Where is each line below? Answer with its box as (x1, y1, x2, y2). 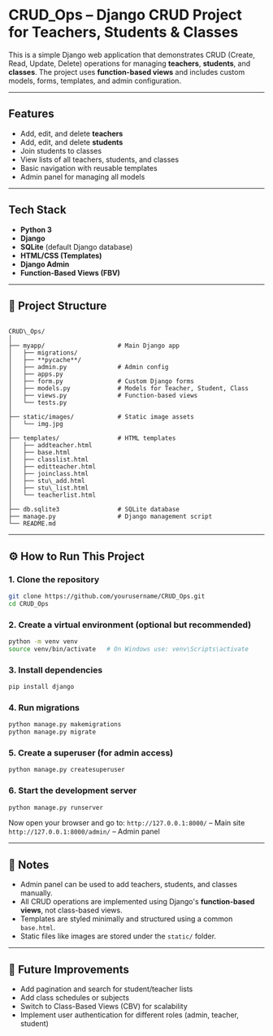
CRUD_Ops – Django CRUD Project (8, 6, 242, 24)
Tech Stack (8, 203, 67, 217)
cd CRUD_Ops (8, 599, 49, 607)
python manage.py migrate (8, 728, 96, 737)
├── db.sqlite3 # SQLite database (8, 506, 180, 514)
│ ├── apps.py (8, 370, 63, 379)
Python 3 (19, 224, 53, 234)
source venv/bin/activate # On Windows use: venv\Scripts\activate (8, 645, 249, 653)
